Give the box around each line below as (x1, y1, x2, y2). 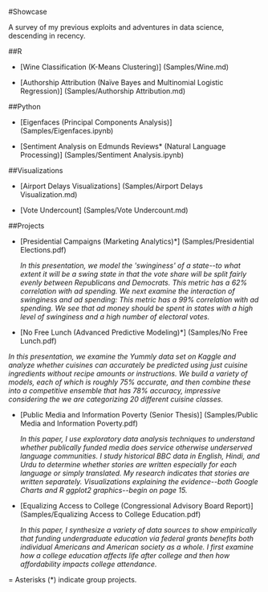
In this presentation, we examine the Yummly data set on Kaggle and (8, 351, 237, 361)
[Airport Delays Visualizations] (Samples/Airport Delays (19, 181, 203, 191)
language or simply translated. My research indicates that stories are (19, 468, 250, 478)
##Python (8, 102, 42, 111)
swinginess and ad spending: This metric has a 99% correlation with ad (19, 295, 259, 304)
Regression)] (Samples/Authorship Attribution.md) (19, 86, 186, 96)
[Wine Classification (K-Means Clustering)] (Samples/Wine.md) (19, 62, 229, 72)
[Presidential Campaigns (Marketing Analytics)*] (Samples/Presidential (19, 236, 254, 246)
